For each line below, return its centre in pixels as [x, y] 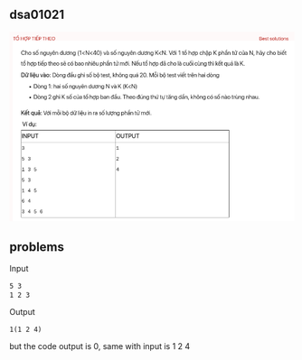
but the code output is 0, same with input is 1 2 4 [100, 346]
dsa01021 [37, 15]
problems [37, 247]
